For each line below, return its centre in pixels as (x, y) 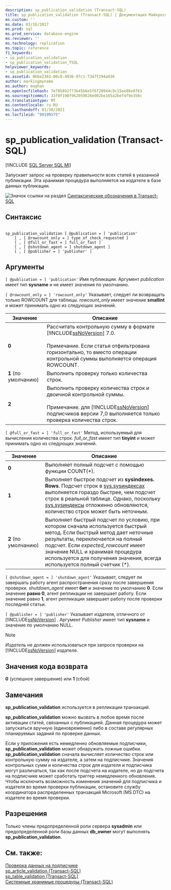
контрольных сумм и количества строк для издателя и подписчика (79, 765)
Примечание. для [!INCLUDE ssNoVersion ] (98, 407)
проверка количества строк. (82, 420)
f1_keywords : (19, 53)
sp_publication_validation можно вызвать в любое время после (75, 717)
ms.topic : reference (27, 48)
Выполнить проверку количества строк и (98, 388)
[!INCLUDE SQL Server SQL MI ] (38, 165)
